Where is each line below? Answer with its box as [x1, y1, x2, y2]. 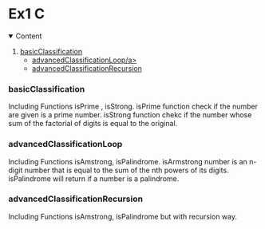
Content [15, 31, 42, 41]
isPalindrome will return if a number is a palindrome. [8, 173, 180, 184]
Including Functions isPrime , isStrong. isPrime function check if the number [8, 101, 258, 112]
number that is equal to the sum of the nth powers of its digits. [24, 165, 229, 175]
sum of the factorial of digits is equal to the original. [8, 119, 178, 128]
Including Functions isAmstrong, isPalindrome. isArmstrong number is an [8, 156, 247, 166]
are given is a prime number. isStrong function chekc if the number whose [8, 110, 252, 120]
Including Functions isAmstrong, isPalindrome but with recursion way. [8, 211, 238, 221]
